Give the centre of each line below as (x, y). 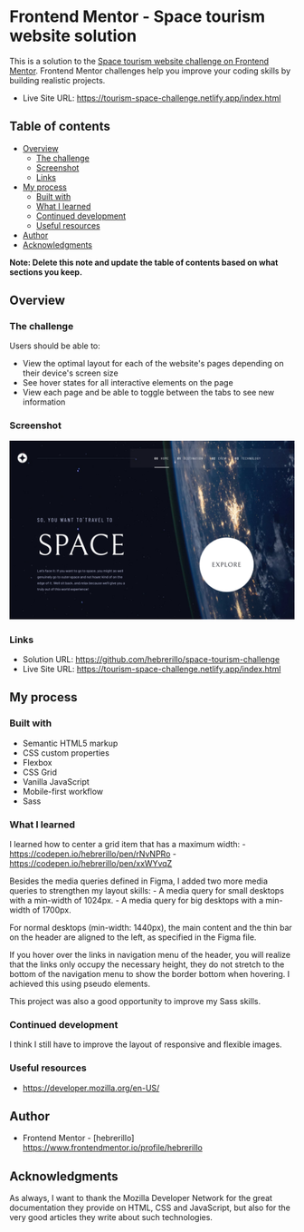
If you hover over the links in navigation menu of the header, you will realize (150, 955)
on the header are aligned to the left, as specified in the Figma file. (133, 937)
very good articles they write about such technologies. (111, 1217)
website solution (73, 36)
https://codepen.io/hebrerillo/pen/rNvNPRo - (93, 854)
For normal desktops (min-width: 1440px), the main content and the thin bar (151, 928)
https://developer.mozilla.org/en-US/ (91, 1088)
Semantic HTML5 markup (70, 743)
